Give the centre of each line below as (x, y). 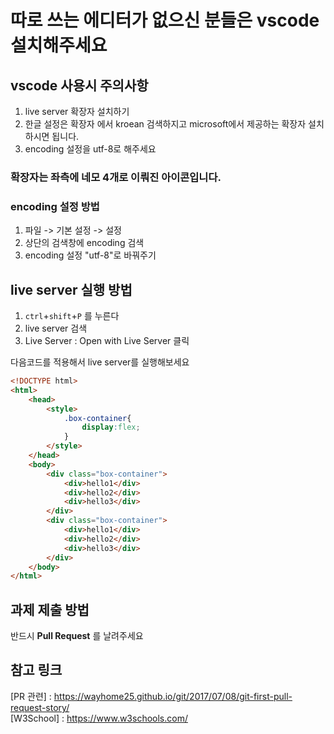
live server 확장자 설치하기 (77, 111)
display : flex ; (111, 427)
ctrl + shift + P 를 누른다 (72, 316)
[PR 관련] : (31, 696)
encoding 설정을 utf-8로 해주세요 (90, 149)
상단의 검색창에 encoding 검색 (84, 243)
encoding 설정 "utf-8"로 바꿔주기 (90, 255)
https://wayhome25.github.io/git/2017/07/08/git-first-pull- (173, 696)
